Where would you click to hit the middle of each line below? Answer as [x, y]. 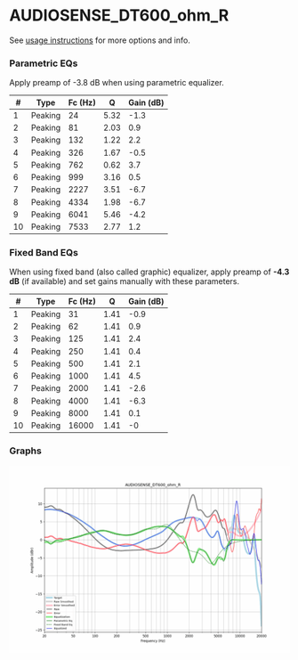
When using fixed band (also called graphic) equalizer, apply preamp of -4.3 [149, 272]
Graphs [25, 451]
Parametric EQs [44, 63]
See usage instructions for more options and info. [100, 40]
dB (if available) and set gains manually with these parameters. [125, 281]
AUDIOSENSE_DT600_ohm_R [119, 16]
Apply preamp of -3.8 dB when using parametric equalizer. [117, 83]
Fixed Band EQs [44, 252]
